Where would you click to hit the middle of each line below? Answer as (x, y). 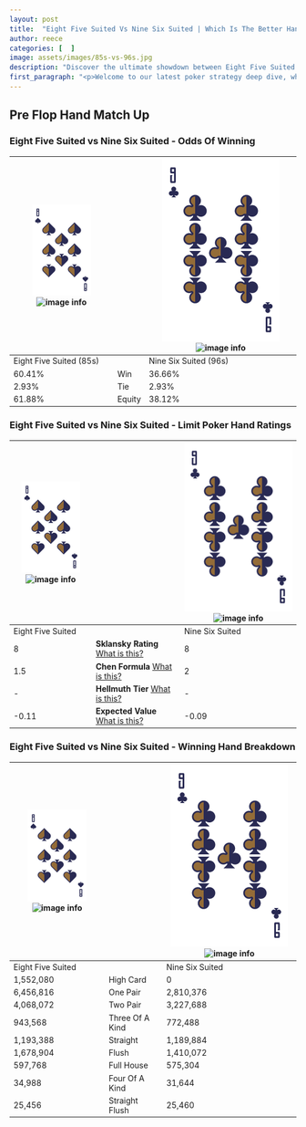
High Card (128, 979)
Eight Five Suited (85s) (56, 361)
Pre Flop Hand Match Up (80, 115)
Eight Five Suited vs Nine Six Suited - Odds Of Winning (133, 141)
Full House (128, 1065)
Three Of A (129, 1017)
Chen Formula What (134, 666)
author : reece (36, 38)
